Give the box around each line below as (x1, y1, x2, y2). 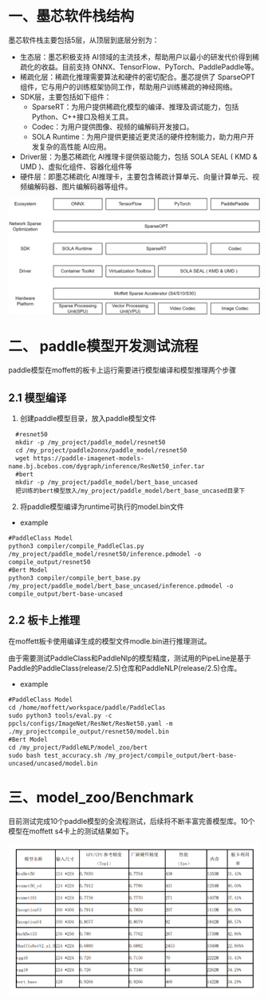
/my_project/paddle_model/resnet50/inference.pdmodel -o (8, 550, 202, 558)
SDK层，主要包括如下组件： (19, 92, 112, 101)
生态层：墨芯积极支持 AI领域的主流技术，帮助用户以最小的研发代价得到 (19, 52, 253, 61)
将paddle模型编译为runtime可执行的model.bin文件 (19, 502, 185, 511)
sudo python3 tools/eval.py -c (8, 711, 112, 719)
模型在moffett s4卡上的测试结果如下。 (8, 826, 133, 836)
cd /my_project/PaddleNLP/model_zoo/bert (8, 743, 148, 751)
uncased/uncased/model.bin (8, 759, 98, 767)
